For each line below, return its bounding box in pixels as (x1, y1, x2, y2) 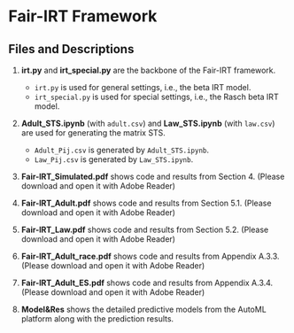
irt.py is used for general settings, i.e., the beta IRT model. (34, 82, 251, 92)
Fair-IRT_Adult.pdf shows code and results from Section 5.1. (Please (20, 197, 272, 208)
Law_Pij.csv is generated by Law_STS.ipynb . (34, 154, 194, 165)
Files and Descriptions (8, 42, 135, 57)
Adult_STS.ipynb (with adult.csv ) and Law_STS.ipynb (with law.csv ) (20, 118, 275, 128)
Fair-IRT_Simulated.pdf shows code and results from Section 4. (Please (20, 171, 285, 182)
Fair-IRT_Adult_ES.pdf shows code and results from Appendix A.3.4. (20, 277, 274, 288)
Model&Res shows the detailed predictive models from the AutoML (20, 304, 267, 314)
